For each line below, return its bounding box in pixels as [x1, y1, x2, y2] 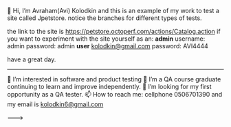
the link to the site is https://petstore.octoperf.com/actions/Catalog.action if [7, 28, 221, 35]
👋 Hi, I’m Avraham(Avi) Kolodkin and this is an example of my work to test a [7, 7, 220, 14]
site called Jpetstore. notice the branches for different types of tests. [7, 14, 202, 22]
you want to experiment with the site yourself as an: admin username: [7, 35, 206, 43]
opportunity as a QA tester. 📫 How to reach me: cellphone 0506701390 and [7, 90, 223, 98]
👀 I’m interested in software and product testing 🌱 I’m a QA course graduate [7, 75, 221, 83]
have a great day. [7, 55, 56, 63]
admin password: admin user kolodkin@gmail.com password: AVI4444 [7, 42, 208, 50]
